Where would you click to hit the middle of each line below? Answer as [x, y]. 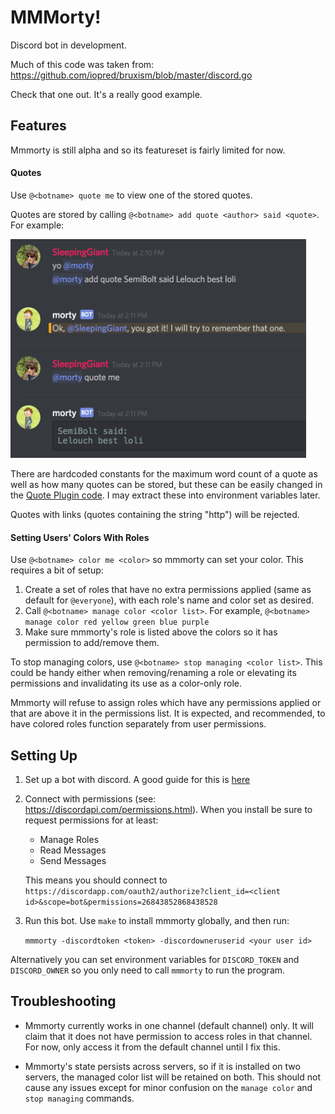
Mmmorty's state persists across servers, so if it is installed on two [162, 1066]
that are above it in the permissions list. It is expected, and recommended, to [168, 713]
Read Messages [73, 850]
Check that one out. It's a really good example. [106, 94]
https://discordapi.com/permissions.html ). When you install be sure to [168, 809]
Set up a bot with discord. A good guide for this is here [137, 779]
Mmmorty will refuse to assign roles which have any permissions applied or [166, 703]
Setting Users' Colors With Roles [80, 537]
